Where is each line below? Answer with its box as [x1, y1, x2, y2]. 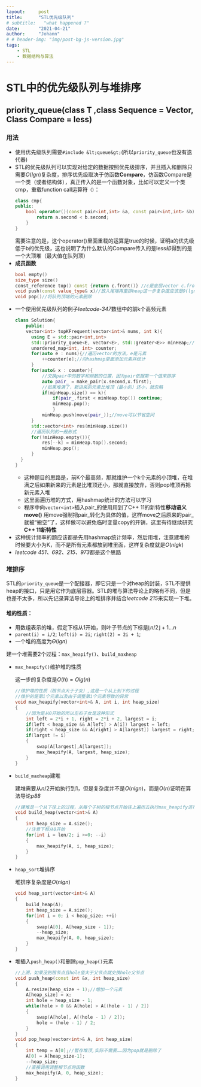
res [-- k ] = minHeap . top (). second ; [41, 440, 128, 446]
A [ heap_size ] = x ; [26, 992, 72, 998]
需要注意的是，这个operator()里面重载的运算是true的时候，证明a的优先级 [14, 237, 194, 244]
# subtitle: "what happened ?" [6, 20, 90, 26]
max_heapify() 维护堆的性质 [14, 663, 82, 671]
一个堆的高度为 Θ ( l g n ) [14, 638, 68, 645]
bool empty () [14, 271, 48, 277]
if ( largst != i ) [26, 732, 66, 738]
